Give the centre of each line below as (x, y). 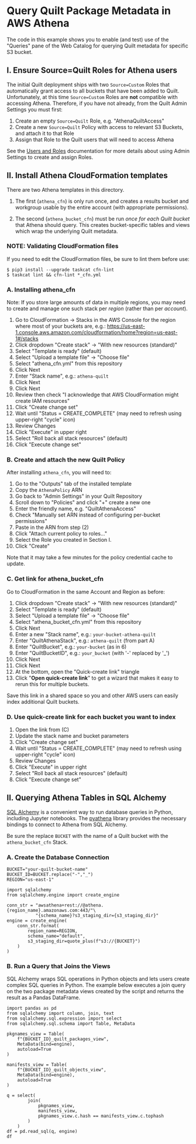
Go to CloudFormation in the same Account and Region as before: (86, 592)
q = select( (21, 1096)
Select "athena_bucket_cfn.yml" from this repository (78, 622)
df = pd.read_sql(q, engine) (42, 1132)
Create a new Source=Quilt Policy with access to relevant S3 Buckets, (99, 127)
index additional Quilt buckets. (43, 701)
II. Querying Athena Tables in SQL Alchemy (87, 798)
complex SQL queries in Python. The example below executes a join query (96, 985)
